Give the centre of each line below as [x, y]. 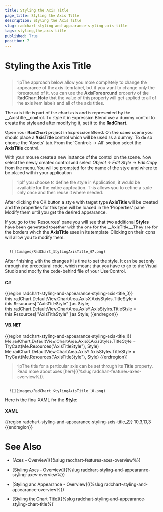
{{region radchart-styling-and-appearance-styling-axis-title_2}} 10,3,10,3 [78, 422]
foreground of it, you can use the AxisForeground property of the [83, 93]
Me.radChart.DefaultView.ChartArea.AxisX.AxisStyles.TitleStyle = [71, 341]
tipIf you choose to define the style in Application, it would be [78, 182]
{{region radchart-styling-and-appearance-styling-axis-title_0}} [69, 293]
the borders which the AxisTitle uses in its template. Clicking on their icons [80, 232]
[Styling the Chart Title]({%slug [44, 499]
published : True [21, 36]
